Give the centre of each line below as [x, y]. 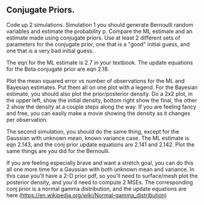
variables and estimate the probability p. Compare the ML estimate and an [100, 31]
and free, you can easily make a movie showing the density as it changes [98, 113]
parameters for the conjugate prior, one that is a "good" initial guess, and [98, 44]
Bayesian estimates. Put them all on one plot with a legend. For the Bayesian [102, 87]
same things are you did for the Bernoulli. [58, 151]
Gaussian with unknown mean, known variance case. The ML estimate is [98, 138]
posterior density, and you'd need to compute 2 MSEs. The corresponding [100, 182]
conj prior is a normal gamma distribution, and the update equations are [97, 189]
